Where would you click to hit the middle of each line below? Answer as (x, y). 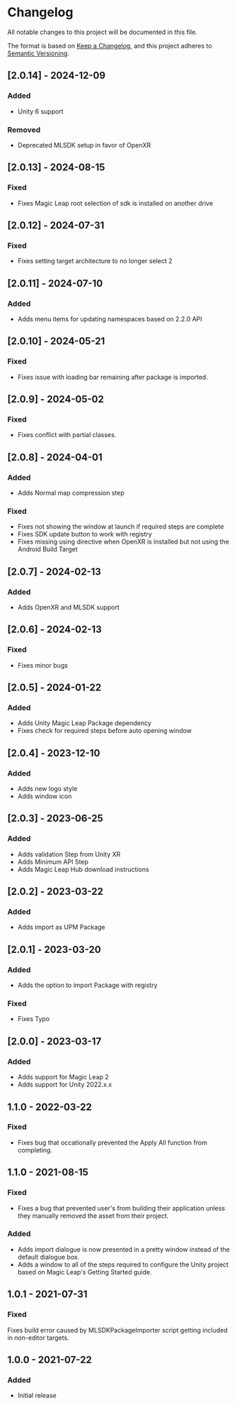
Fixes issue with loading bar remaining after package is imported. (113, 377)
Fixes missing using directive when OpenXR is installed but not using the (123, 542)
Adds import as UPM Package (61, 927)
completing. (35, 1150)
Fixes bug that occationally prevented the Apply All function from (112, 1142)
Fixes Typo (34, 1019)
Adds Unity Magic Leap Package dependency (85, 723)
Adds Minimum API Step (53, 861)
